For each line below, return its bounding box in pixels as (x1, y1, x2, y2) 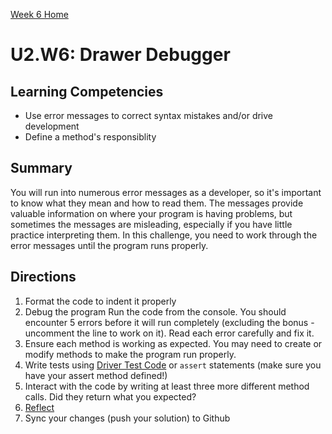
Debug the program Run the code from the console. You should (24, 305, 287, 318)
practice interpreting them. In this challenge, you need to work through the (10, 229, 318, 241)
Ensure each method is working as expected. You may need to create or (24, 337, 323, 349)
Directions (10, 269, 77, 286)
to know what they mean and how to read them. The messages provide (10, 197, 304, 209)
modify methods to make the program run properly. (24, 348, 237, 360)
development (24, 120, 80, 132)
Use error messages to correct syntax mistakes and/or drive (24, 110, 274, 121)
